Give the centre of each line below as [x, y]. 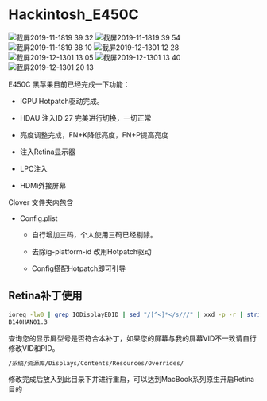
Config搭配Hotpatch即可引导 [79, 268]
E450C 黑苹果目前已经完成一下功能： [69, 84]
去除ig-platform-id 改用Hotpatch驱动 [91, 251]
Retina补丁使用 [45, 296]
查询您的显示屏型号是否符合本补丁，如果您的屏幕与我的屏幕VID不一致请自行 [132, 338]
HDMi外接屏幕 [43, 185]
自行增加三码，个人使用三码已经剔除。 [94, 234]
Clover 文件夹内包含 [41, 202]
